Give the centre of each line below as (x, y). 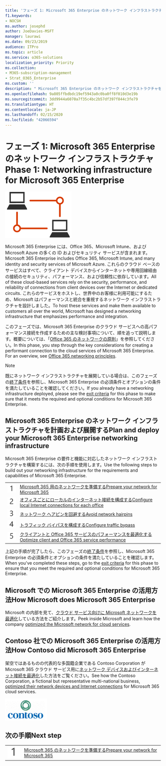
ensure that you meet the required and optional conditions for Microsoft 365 (83, 568)
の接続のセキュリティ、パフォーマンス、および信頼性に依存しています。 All (81, 276)
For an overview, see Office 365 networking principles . (61, 356)
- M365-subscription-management (38, 73)
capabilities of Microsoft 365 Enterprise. (46, 475)
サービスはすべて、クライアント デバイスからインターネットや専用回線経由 (81, 270)
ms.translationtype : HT (30, 104)
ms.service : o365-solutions (34, 57)
